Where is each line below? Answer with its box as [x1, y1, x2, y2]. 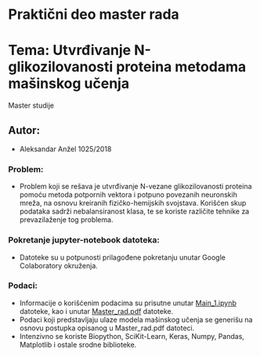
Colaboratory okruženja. [19, 260, 98, 270]
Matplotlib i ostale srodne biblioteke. [19, 340, 137, 349]
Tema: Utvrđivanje [8, 42, 132, 60]
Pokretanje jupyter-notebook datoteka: [8, 235, 161, 246]
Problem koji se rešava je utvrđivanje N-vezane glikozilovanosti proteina [19, 182, 252, 191]
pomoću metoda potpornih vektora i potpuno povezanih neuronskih [19, 190, 237, 199]
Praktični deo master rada [8, 5, 180, 24]
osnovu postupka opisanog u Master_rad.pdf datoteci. [19, 323, 195, 333]
